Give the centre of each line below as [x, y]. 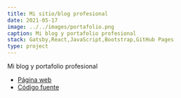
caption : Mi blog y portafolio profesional [72, 33]
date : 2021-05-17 [33, 20]
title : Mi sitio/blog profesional [58, 14]
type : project [28, 46]
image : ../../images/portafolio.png [61, 27]
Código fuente [38, 87]
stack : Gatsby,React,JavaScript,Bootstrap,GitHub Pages [90, 40]
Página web [34, 80]
